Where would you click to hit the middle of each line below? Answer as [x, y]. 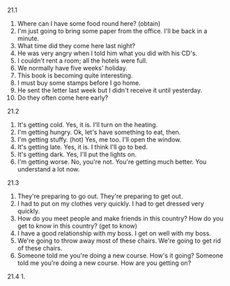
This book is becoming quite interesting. [75, 75]
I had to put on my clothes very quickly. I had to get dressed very [110, 204]
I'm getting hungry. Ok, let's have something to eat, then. [99, 132]
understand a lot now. [48, 169]
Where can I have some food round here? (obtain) [89, 23]
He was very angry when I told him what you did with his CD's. [107, 53]
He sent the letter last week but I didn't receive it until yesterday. [109, 90]
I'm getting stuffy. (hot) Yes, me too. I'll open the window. [99, 140]
